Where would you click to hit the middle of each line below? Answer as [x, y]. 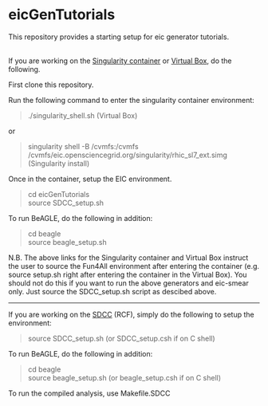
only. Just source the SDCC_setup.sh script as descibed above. [112, 291]
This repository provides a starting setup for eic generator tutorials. [119, 37]
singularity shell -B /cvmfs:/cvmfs [83, 146]
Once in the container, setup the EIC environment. [90, 179]
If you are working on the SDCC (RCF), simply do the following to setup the [131, 314]
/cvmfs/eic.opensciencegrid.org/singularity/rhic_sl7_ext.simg [127, 155]
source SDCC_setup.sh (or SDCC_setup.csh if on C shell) [121, 338]
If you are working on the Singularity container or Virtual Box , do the [120, 61]
